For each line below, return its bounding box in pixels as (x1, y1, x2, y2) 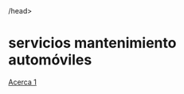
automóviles (8, 51, 92, 69)
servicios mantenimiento (8, 34, 177, 53)
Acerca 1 (8, 77, 37, 87)
